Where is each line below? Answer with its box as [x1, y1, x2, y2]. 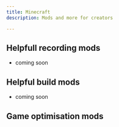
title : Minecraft [6, 9, 51, 15]
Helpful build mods [6, 77, 81, 87]
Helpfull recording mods [6, 42, 101, 53]
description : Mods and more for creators [6, 15, 114, 21]
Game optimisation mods [6, 111, 104, 121]
